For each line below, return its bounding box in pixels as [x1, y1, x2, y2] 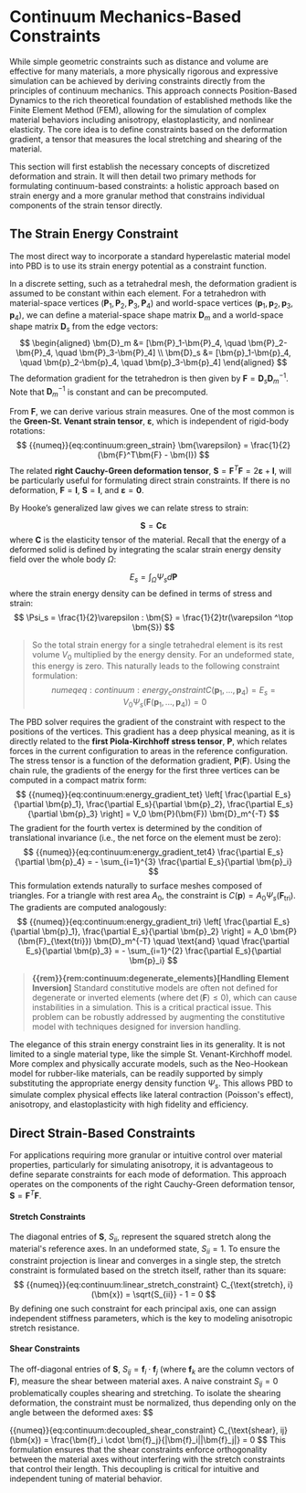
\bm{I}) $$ [170, 449, 210, 460]
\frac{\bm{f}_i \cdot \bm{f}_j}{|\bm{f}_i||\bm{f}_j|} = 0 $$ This [50, 1434, 286, 1445]
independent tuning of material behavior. [9, 1473, 163, 1484]
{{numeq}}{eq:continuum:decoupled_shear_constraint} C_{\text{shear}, [9, 1425, 279, 1435]
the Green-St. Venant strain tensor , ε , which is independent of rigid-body [9, 415, 290, 426]
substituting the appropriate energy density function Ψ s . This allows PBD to [9, 1078, 294, 1090]
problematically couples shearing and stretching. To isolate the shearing [9, 1387, 281, 1398]
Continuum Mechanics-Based [9, 6, 242, 27]
